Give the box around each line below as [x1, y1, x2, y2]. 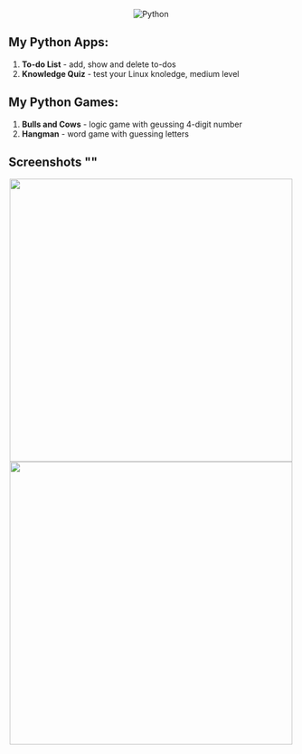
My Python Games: [8, 95, 119, 110]
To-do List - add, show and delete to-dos [21, 59, 177, 70]
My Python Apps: [8, 34, 109, 50]
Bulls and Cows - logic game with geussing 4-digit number [21, 119, 243, 129]
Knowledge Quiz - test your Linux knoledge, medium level [21, 68, 240, 79]
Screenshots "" [8, 155, 99, 170]
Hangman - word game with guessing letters [21, 128, 189, 139]
